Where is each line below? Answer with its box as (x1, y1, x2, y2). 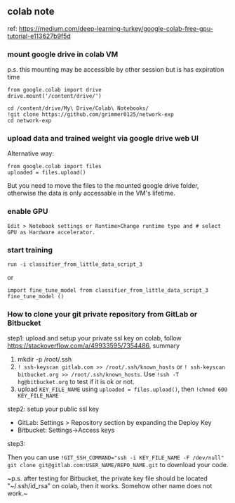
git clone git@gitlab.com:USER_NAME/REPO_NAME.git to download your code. (7, 461, 229, 469)
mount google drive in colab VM (7, 49, 119, 59)
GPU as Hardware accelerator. (7, 229, 96, 236)
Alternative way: (7, 149, 55, 158)
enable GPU (7, 207, 48, 217)
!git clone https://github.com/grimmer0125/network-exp (7, 111, 174, 118)
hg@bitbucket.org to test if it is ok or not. (17, 378, 135, 386)
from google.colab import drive (7, 87, 102, 94)
